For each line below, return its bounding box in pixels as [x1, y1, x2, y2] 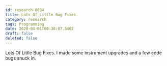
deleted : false [5, 36, 38, 41]
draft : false [5, 31, 33, 36]
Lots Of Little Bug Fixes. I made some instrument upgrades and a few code [5, 49, 162, 56]
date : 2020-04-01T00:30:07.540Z [5, 26, 74, 31]
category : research [5, 17, 47, 22]
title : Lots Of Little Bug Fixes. [5, 12, 79, 17]
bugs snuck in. [5, 55, 37, 61]
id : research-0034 [5, 7, 44, 13]
